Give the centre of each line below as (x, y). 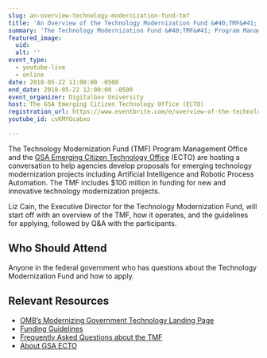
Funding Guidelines (51, 329)
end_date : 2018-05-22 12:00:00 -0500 (71, 89)
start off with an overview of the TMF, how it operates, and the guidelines (128, 215)
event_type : (28, 60)
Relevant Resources (59, 301)
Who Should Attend (58, 249)
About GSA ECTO (48, 345)
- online (30, 75)
